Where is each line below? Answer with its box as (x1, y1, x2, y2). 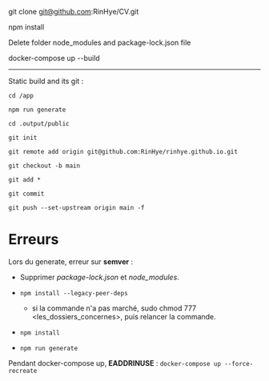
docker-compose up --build (8, 54, 100, 62)
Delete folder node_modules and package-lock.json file (8, 38, 191, 47)
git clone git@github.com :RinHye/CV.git (8, 7, 139, 16)
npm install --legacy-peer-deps (19, 289, 128, 297)
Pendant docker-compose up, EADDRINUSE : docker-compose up (8, 358, 222, 367)
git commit (8, 190, 45, 198)
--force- (223, 359, 254, 367)
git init (8, 134, 38, 142)
